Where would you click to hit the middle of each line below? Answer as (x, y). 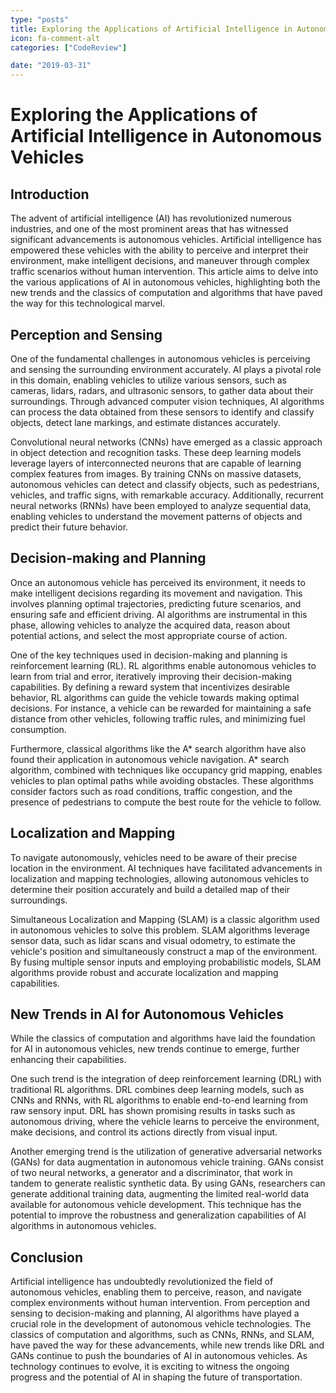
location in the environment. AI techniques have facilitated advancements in (166, 868)
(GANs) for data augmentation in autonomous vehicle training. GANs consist (167, 1162)
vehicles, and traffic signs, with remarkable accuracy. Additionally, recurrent (167, 495)
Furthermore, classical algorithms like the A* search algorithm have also (158, 748)
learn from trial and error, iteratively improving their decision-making (151, 676)
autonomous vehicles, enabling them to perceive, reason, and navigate (156, 1292)
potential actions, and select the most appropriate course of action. (149, 635)
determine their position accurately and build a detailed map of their (150, 889)
